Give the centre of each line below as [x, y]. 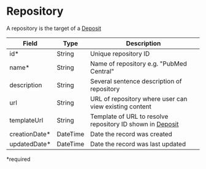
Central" [102, 71]
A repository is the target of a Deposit [54, 28]
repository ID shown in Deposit [134, 124]
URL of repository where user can [139, 99]
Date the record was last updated [138, 144]
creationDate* [30, 134]
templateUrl [26, 120]
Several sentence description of [136, 81]
